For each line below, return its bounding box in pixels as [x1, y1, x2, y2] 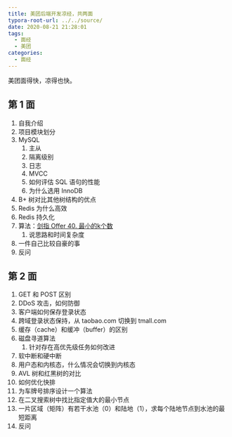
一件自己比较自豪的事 [18, 239, 80, 247]
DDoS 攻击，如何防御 [18, 299, 80, 308]
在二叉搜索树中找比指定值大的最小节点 [18, 396, 129, 404]
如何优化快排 [18, 378, 56, 386]
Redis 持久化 [18, 212, 56, 221]
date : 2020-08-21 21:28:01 [8, 23, 87, 30]
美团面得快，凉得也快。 [8, 76, 76, 84]
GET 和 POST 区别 [18, 290, 72, 299]
